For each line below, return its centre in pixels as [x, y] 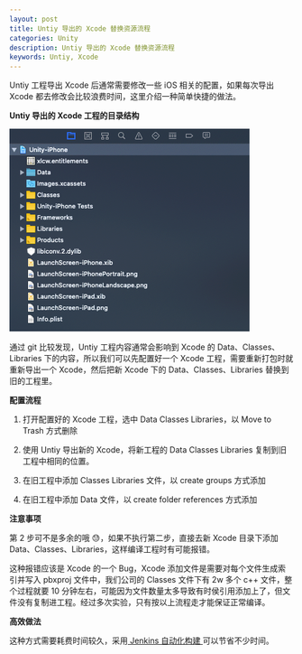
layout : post [34, 19]
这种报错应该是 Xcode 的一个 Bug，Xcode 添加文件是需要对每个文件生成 [144, 568]
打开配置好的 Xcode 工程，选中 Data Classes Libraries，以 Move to [147, 419]
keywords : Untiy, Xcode [54, 57]
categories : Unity [44, 38]
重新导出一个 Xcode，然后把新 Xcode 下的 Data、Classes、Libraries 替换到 [149, 369]
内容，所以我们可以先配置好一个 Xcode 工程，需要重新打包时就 [177, 359]
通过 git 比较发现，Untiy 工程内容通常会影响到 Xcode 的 [113, 347]
